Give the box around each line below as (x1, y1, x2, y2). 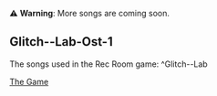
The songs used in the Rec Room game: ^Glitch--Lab (9, 59, 208, 69)
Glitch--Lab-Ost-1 (9, 34, 113, 49)
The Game (9, 76, 49, 87)
